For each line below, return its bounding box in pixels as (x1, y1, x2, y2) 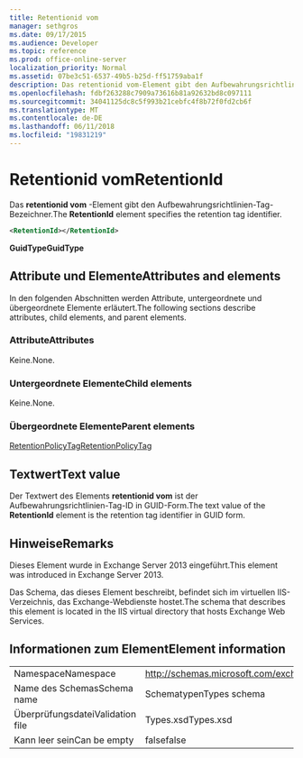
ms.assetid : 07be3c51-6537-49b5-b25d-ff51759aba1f (9, 72, 204, 81)
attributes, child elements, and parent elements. (9, 312, 187, 323)
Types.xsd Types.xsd (144, 713, 233, 726)
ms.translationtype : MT (9, 105, 99, 114)
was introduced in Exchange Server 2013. (9, 570, 164, 580)
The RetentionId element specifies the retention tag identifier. (52, 208, 282, 219)
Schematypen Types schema (144, 687, 266, 699)
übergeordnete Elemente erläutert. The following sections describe (9, 302, 256, 313)
